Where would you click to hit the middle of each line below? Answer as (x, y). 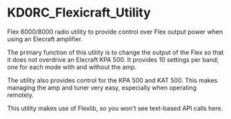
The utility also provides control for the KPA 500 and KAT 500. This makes (112, 80)
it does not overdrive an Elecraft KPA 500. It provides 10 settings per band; (113, 59)
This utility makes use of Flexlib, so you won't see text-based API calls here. (115, 108)
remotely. (21, 95)
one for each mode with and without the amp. (72, 67)
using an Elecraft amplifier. (45, 39)
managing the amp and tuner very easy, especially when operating (102, 87)
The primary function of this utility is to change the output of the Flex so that (115, 52)
